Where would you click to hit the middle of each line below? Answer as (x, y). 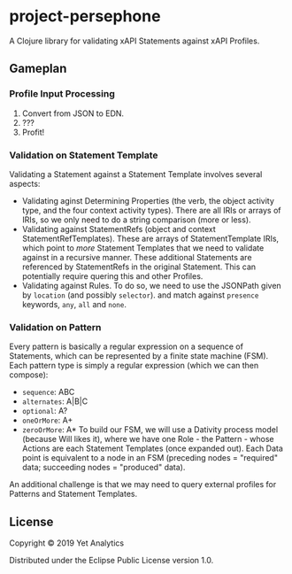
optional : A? (45, 411)
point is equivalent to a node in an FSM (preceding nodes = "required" (150, 458)
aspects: (25, 183)
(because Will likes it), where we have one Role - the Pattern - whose (148, 439)
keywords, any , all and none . (74, 304)
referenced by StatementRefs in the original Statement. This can (139, 267)
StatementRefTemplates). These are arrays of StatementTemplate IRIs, (150, 238)
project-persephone (85, 16)
